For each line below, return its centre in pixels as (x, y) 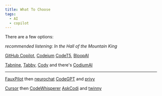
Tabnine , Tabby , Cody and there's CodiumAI (49, 65)
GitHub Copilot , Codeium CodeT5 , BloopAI (47, 56)
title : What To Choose (28, 9)
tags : (10, 14)
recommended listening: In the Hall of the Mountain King (61, 46)
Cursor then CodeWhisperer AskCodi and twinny (54, 88)
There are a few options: (29, 37)
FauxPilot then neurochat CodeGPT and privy (50, 79)
